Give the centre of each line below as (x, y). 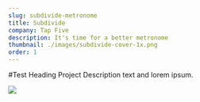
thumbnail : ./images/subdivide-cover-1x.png (83, 45)
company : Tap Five (38, 30)
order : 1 (23, 52)
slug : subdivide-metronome (53, 15)
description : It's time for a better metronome (88, 38)
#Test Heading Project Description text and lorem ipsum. (101, 75)
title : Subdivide (37, 23)
